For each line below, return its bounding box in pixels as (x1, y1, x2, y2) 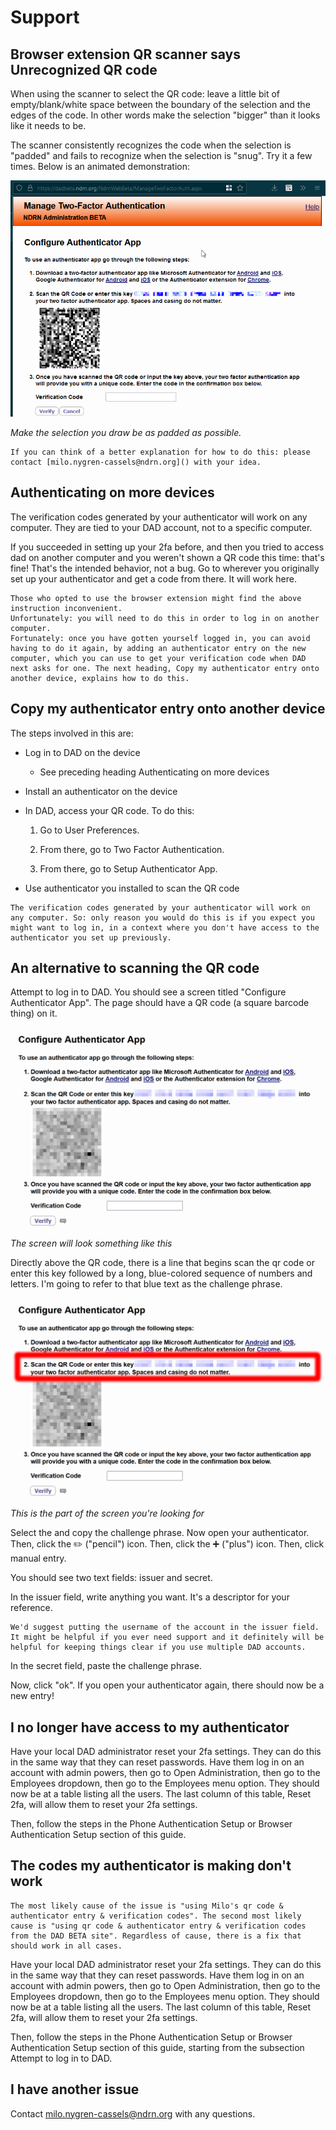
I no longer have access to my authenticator (10, 1719, 290, 1736)
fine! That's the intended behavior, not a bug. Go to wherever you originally (10, 562, 320, 574)
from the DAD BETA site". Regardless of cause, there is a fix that (10, 1931, 302, 1941)
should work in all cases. (10, 1941, 123, 1951)
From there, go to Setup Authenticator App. (39, 862, 218, 875)
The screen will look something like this (10, 1237, 173, 1249)
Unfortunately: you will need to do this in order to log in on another (10, 613, 320, 623)
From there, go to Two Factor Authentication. (39, 843, 225, 855)
